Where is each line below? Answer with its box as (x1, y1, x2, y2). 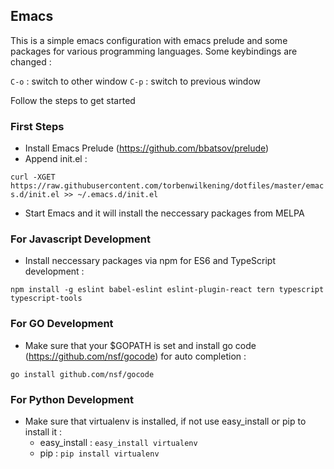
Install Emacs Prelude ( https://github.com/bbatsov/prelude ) (24, 142, 270, 154)
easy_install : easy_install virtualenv (39, 437, 198, 448)
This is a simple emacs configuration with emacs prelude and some (10, 34, 288, 46)
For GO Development (10, 317, 114, 331)
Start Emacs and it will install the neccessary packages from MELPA (24, 207, 305, 219)
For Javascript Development (10, 232, 151, 246)
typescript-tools (10, 294, 83, 304)
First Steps (10, 119, 65, 133)
